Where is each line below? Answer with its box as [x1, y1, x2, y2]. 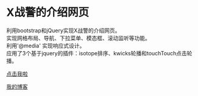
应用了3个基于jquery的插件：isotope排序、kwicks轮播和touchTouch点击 [6, 49, 188, 57]
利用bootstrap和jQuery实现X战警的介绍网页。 [6, 27, 121, 34]
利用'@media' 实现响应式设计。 [6, 42, 85, 49]
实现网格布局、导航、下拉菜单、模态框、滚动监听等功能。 [6, 34, 150, 41]
